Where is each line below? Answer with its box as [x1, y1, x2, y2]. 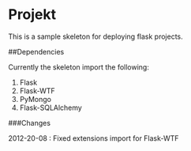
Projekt [8, 6, 57, 24]
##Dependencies [8, 47, 65, 56]
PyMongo [19, 94, 51, 104]
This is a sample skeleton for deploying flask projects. [8, 32, 183, 41]
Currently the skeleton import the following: [8, 62, 150, 72]
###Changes [8, 118, 51, 127]
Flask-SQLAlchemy [19, 103, 83, 112]
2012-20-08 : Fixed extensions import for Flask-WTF [8, 133, 179, 143]
